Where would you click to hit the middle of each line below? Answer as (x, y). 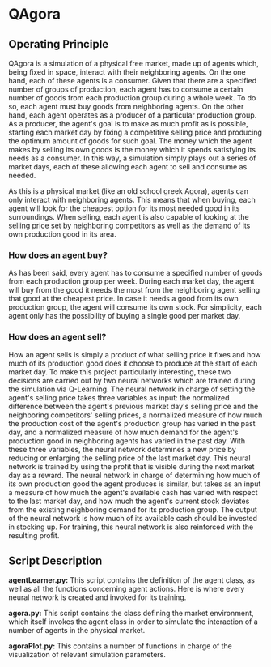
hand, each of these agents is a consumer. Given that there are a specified (133, 81)
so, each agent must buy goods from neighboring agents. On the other (126, 107)
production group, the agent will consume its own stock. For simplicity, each (135, 307)
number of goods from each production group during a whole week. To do (132, 98)
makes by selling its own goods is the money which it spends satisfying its (132, 150)
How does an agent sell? (57, 337)
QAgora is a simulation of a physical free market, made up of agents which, (133, 63)
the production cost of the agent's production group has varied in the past (132, 423)
